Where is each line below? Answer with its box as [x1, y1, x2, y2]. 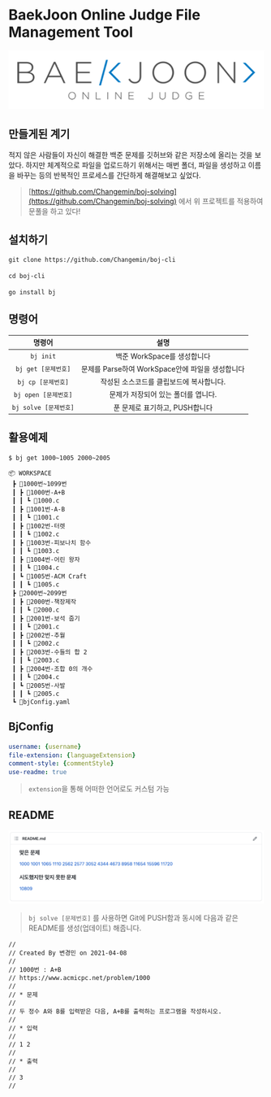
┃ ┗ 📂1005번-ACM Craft [11, 572, 88, 581]
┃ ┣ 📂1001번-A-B [11, 505, 66, 513]
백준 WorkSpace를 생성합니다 [115, 351, 211, 361]
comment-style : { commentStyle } [8, 760, 114, 768]
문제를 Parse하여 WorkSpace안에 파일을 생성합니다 [80, 363, 245, 373]
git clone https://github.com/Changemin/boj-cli [8, 255, 176, 263]
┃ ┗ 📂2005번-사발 [11, 681, 66, 690]
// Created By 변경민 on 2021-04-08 [8, 949, 127, 957]
